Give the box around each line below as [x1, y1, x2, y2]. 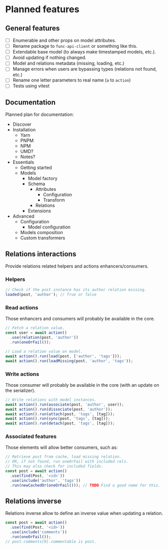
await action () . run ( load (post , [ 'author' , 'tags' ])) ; [5, 354, 122, 359]
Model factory [27, 176, 58, 182]
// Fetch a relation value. [5, 326, 65, 331]
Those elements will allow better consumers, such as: [5, 444, 118, 451]
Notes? [20, 154, 36, 160]
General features [5, 24, 60, 33]
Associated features [5, 433, 57, 440]
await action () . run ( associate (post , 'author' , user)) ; [5, 402, 124, 407]
